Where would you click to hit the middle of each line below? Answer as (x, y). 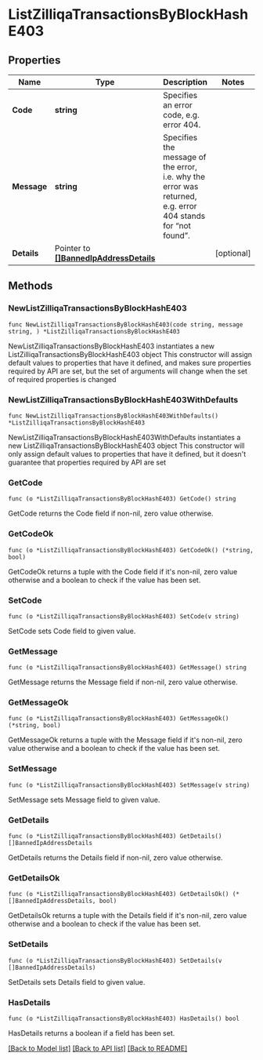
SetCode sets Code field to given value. (72, 631)
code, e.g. (181, 115)
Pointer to (72, 248)
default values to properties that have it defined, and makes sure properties (130, 362)
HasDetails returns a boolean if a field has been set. (92, 1033)
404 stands (184, 216)
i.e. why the (184, 177)
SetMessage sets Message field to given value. (84, 800)
